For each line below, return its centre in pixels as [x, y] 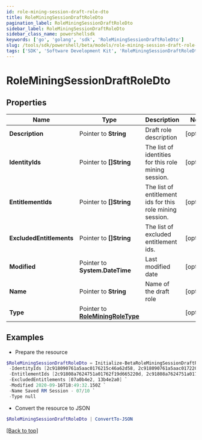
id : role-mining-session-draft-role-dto [58, 12]
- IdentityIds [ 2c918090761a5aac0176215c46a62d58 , [72, 368]
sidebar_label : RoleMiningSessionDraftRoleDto [66, 29]
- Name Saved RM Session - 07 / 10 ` [52, 391]
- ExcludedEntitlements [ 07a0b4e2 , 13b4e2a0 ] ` [68, 380]
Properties [26, 103]
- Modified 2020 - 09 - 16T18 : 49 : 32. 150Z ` [57, 385]
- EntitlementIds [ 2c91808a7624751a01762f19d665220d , [76, 374]
